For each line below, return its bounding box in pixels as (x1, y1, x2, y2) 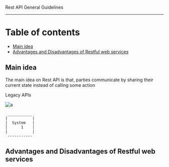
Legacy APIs (5, 92, 31, 98)
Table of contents (5, 27, 80, 38)
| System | (5, 120, 35, 125)
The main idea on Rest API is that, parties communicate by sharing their (5, 77, 153, 83)
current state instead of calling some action (5, 82, 96, 88)
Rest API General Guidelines (5, 5, 64, 10)
